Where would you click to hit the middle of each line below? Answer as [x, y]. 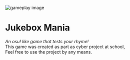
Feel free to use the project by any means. [49, 52]
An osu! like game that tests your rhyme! [47, 41]
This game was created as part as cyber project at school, [65, 47]
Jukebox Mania [37, 28]
